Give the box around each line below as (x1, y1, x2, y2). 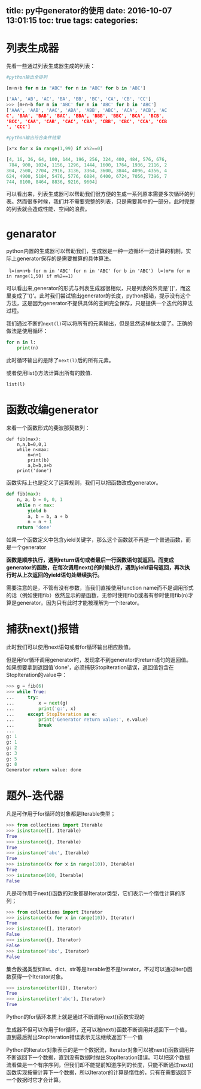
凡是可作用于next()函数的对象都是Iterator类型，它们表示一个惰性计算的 (6, 890, 181, 897)
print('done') (17, 468, 52, 474)
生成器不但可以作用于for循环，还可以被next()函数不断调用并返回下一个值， (6, 1026, 190, 1033)
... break (6, 723, 52, 729)
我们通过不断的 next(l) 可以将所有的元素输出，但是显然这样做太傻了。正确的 (6, 320, 193, 327)
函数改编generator (6, 403, 99, 417)
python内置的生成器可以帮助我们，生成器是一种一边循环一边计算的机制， (6, 247, 186, 255)
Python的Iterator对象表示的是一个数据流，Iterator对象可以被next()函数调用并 (6, 1046, 194, 1054)
